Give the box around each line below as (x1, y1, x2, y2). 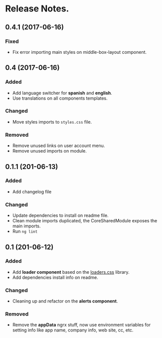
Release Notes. (5, 3, 69, 14)
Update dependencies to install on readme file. (12, 212, 109, 218)
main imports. (12, 223, 41, 229)
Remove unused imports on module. (12, 148, 87, 154)
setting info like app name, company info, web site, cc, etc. (12, 327, 134, 333)
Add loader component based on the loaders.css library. (12, 269, 130, 275)
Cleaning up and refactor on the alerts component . (12, 298, 118, 304)
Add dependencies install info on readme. (12, 274, 99, 280)
